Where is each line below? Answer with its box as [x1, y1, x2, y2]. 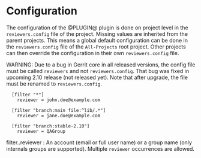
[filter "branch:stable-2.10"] [11, 123, 90, 129]
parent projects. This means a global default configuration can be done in [6, 37, 188, 44]
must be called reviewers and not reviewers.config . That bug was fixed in [6, 67, 190, 74]
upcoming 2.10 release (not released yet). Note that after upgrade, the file [6, 74, 188, 81]
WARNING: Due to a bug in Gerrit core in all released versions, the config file [6, 61, 196, 68]
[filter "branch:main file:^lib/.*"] [11, 107, 106, 113]
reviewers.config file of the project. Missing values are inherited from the [6, 30, 188, 37]
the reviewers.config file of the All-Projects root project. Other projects [6, 43, 186, 50]
